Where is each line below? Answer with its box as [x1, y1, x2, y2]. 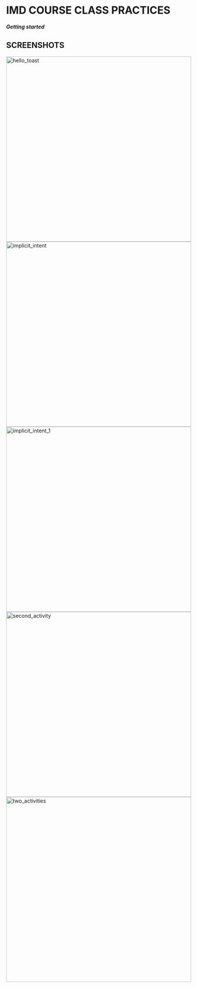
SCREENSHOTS [6, 40, 65, 50]
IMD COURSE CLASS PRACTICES [6, 4, 170, 17]
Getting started [6, 23, 45, 30]
